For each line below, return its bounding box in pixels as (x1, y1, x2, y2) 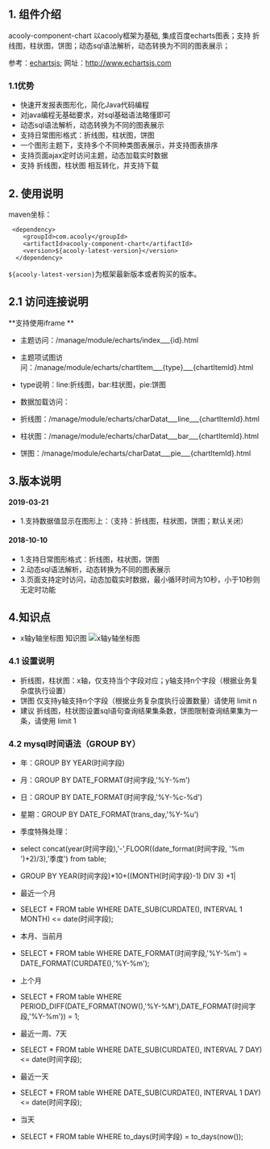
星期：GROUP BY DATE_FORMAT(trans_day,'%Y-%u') (19, 809, 199, 819)
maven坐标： (8, 209, 52, 219)
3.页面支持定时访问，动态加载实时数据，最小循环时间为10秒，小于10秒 (19, 574, 254, 584)
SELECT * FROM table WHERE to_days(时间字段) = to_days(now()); (19, 1131, 244, 1141)
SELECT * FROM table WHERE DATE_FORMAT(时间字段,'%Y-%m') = (19, 948, 248, 957)
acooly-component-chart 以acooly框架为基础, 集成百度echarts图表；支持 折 (8, 31, 260, 40)
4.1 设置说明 (8, 655, 55, 667)
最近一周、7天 (19, 1029, 67, 1038)
